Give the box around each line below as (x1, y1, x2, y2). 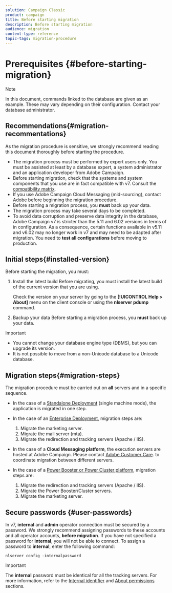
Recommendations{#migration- (5, 121, 109, 131)
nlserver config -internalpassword (5, 554, 81, 559)
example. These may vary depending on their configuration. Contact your (5, 101, 160, 108)
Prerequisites (5, 58, 64, 70)
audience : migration (5, 27, 50, 32)
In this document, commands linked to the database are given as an (5, 96, 148, 102)
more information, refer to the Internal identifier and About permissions (5, 578, 155, 584)
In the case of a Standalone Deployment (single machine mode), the (12, 400, 157, 406)
